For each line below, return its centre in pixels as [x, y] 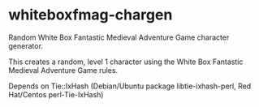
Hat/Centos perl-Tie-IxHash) [56, 94]
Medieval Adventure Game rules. [63, 70]
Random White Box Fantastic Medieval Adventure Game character [119, 37]
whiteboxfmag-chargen [91, 15]
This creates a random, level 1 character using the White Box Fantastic [126, 62]
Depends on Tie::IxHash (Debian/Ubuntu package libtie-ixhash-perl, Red [130, 86]
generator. [26, 45]
